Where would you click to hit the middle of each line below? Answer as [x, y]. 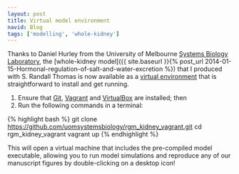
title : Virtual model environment [59, 21]
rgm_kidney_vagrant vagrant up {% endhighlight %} [83, 134]
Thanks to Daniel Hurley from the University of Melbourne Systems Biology [118, 54]
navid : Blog [25, 27]
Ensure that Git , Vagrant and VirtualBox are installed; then [102, 98]
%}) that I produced [193, 69]
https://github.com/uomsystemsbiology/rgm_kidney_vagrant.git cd [105, 127]
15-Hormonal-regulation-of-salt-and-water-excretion [85, 69]
